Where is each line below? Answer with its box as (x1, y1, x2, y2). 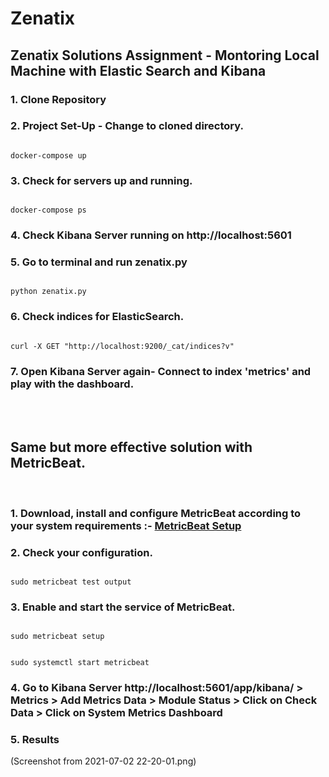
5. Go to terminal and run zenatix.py (10, 255, 188, 269)
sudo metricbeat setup (10, 632, 105, 642)
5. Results (10, 733, 60, 747)
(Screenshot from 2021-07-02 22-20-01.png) (10, 755, 197, 767)
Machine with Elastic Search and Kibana (10, 62, 267, 79)
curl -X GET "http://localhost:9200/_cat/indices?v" (10, 341, 235, 351)
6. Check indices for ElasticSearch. (10, 310, 185, 324)
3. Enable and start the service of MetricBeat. (10, 600, 236, 614)
